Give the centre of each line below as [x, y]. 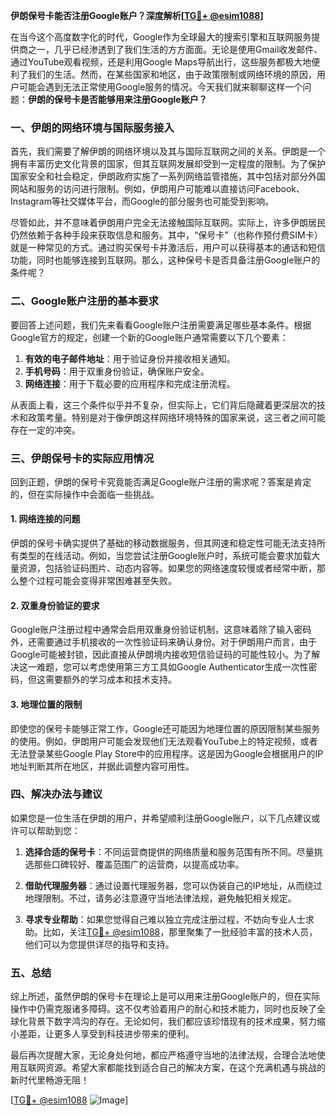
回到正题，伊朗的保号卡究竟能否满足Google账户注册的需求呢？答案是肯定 [161, 481]
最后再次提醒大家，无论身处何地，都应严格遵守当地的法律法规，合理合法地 [163, 1055]
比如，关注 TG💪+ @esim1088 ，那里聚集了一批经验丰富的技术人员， [180, 931]
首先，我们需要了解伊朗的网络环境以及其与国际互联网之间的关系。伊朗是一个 [168, 151]
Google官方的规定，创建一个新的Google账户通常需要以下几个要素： [149, 337]
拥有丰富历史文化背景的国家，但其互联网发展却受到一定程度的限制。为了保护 [168, 164]
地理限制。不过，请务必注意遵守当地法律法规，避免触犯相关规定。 [160, 898]
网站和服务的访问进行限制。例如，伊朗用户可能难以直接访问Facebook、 [157, 189]
